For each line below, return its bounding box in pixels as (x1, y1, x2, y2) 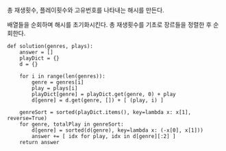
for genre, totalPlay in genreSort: (19, 121, 125, 128)
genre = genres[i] (32, 79, 84, 86)
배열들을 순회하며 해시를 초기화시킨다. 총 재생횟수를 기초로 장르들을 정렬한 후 (7, 21, 212, 29)
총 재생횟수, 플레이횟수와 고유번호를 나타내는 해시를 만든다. (7, 6, 164, 14)
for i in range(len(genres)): (19, 73, 106, 80)
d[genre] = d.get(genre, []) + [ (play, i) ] (32, 97, 164, 104)
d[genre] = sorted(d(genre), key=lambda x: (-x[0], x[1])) (32, 127, 204, 134)
